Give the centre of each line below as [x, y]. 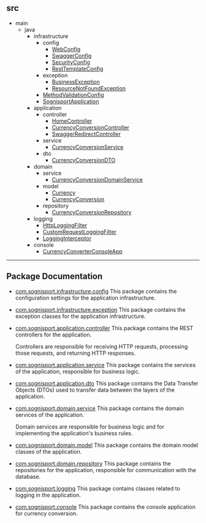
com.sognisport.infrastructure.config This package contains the [96, 291]
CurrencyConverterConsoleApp [82, 251]
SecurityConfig [71, 62]
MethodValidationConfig [73, 95]
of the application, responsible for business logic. [78, 371]
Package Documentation [55, 277]
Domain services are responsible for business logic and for [90, 427]
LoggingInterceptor [67, 238]
